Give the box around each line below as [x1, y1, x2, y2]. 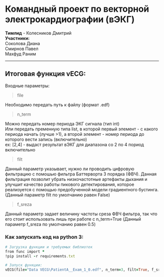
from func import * [5, 249, 45, 254]
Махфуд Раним [5, 50, 37, 57]
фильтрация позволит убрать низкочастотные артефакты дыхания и [5, 176, 147, 182]
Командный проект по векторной [5, 3, 149, 15]
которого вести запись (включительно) [5, 136, 87, 142]
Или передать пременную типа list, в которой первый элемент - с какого [5, 126, 158, 132]
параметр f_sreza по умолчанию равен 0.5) [5, 221, 96, 227]
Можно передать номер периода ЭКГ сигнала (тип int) [5, 121, 120, 126]
